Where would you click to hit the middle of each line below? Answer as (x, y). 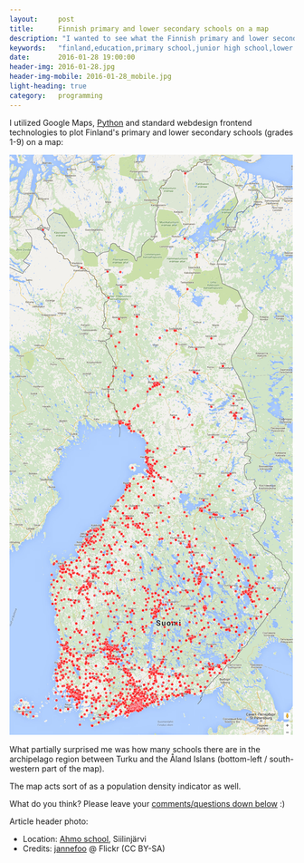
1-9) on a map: (36, 141)
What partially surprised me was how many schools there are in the (135, 749)
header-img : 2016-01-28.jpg (62, 67)
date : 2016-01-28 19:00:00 (72, 58)
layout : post (42, 19)
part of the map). (73, 768)
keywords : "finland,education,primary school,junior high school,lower (152, 48)
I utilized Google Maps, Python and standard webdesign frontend (131, 122)
